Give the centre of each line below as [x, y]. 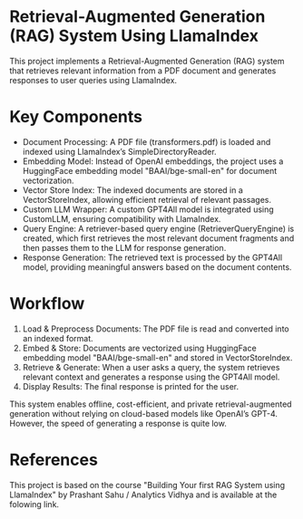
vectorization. [48, 180]
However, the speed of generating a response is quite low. [118, 423]
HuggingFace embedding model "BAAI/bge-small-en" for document [150, 170]
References [54, 460]
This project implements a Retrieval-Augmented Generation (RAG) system [147, 61]
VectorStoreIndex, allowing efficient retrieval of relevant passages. [147, 199]
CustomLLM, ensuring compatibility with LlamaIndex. [122, 218]
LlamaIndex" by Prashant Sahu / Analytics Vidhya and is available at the [143, 495]
